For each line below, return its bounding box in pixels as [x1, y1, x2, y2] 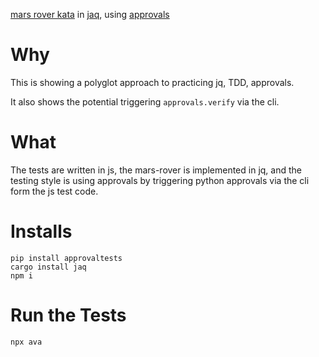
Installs [10, 220, 73, 243]
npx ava [10, 337, 43, 347]
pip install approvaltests [10, 253, 123, 263]
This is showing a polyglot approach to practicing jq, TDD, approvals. [10, 76, 295, 88]
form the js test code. [10, 185, 99, 197]
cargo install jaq [10, 262, 87, 272]
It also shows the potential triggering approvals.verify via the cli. [10, 95, 280, 108]
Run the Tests [10, 304, 127, 326]
